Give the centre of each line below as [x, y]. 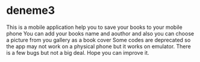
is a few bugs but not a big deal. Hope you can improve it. [78, 52]
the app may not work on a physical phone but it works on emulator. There [98, 46]
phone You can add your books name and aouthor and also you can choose [100, 33]
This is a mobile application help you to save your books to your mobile [94, 27]
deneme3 [31, 11]
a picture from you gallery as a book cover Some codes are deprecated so [98, 40]
